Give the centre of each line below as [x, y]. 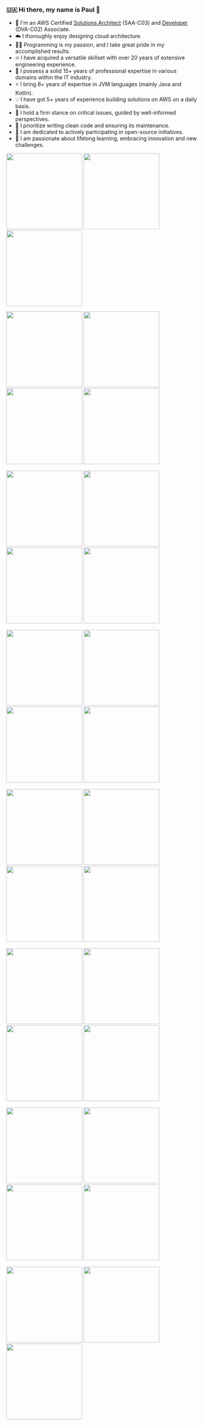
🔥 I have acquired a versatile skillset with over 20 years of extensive [100, 58]
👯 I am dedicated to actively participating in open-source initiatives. [99, 132]
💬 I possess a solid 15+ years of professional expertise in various [96, 71]
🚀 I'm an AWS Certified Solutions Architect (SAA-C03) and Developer [101, 23]
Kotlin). [24, 93]
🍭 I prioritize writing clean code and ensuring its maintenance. [92, 126]
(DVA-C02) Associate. [43, 29]
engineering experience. [46, 65]
